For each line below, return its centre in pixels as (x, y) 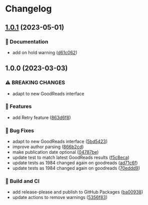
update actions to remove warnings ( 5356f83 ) (60, 197)
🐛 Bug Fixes (19, 130)
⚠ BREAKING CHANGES (35, 82)
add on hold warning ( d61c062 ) (45, 52)
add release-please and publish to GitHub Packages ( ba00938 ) (78, 192)
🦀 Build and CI (22, 181)
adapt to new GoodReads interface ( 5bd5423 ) (60, 142)
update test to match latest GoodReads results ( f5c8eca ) (71, 158)
